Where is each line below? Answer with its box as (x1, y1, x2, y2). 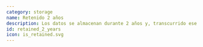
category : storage (6, 9, 53, 15)
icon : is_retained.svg (6, 32, 64, 38)
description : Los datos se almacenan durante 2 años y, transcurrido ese (6, 20, 198, 26)
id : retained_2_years (6, 26, 61, 32)
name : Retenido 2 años (6, 15, 64, 21)
